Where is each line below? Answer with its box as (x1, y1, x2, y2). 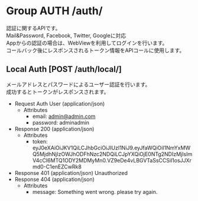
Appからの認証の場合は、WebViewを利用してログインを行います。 (6, 39, 168, 46)
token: (32, 138, 48, 145)
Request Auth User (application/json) (14, 100, 105, 107)
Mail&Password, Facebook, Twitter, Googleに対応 (6, 31, 126, 39)
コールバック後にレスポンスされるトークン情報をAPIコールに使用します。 (6, 46, 185, 54)
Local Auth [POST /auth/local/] (6, 64, 122, 75)
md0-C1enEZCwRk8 (32, 163, 82, 170)
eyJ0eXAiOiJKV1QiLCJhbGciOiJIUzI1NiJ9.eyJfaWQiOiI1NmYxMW (32, 144, 191, 151)
